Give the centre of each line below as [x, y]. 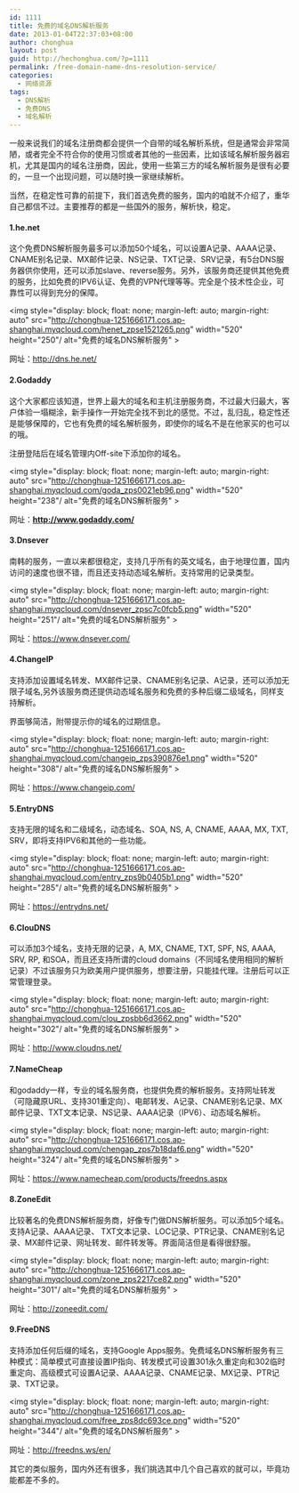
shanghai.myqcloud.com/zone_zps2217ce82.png [99, 1279]
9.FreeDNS [30, 1329]
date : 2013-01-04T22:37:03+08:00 [71, 34]
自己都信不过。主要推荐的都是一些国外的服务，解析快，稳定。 [122, 206]
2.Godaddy [30, 380]
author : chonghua [41, 42]
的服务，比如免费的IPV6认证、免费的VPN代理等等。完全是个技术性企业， [143, 282]
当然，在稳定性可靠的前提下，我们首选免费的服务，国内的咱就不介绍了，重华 [149, 196]
